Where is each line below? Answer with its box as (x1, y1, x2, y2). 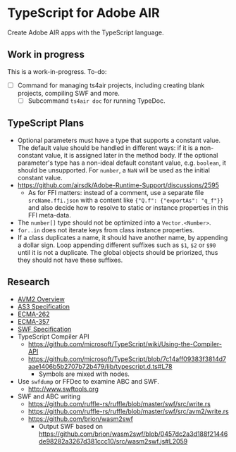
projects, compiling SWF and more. (17, 89, 120, 97)
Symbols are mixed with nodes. (38, 370, 130, 378)
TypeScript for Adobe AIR (7, 5, 160, 21)
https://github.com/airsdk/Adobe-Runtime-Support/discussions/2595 (17, 181, 220, 189)
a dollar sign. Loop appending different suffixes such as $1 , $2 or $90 (17, 241, 216, 249)
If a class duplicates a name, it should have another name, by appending (17, 233, 228, 241)
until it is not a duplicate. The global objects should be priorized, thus (17, 248, 218, 256)
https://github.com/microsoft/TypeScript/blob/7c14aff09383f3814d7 (27, 354, 227, 363)
